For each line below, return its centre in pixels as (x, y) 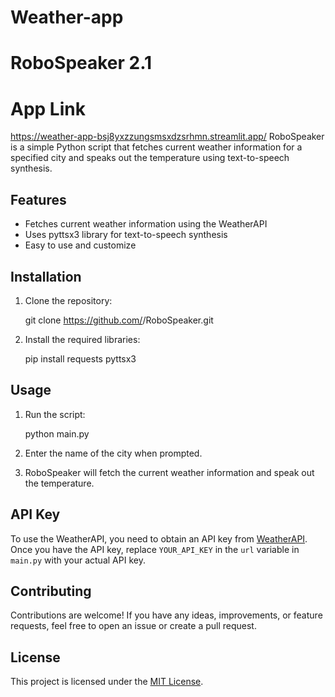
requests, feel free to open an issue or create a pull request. (133, 626)
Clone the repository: (68, 300)
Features (38, 199)
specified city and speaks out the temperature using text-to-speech (150, 158)
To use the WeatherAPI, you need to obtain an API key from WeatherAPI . (159, 538)
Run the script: (55, 414)
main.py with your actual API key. (78, 560)
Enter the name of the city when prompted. (113, 453)
